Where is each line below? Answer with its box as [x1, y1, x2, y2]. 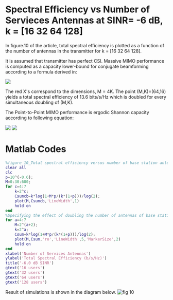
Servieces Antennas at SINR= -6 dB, [5, 14, 163, 26]
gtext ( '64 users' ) [5, 275, 45, 280]
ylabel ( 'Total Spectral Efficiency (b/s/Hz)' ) [5, 256, 107, 261]
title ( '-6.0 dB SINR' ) [5, 260, 54, 266]
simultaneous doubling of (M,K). [5, 99, 74, 105]
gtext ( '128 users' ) [5, 279, 47, 285]
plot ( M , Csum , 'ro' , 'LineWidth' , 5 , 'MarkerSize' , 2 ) [14, 236, 121, 242]
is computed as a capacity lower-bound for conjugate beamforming [5, 63, 149, 69]
